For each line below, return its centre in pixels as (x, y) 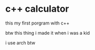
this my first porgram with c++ (37, 23)
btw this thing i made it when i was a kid (47, 33)
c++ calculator (37, 9)
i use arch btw (21, 43)
